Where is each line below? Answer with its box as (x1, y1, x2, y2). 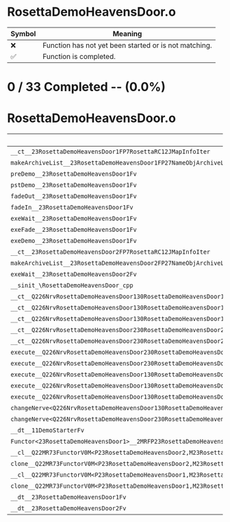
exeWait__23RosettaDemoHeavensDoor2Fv (10, 270, 137, 278)
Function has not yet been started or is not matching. (42, 40, 212, 50)
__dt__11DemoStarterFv (10, 427, 84, 434)
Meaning (112, 29, 142, 38)
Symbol (10, 29, 36, 38)
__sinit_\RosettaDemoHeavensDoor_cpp (10, 282, 133, 289)
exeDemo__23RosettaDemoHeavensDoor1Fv (10, 237, 137, 245)
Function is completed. (42, 51, 116, 61)
